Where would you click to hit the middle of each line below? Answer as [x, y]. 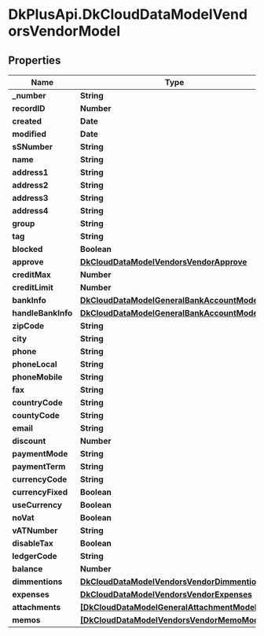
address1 [30, 172]
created [27, 121]
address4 [30, 211]
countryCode [37, 403]
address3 [30, 198]
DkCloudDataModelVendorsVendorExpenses [166, 594]
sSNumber [33, 147]
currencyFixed [40, 492]
